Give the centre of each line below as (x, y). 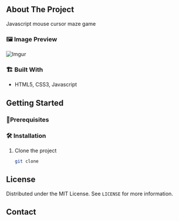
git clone (27, 161)
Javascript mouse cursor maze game (51, 23)
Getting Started (35, 103)
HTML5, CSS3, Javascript (46, 85)
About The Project (40, 10)
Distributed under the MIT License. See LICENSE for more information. (89, 194)
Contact (21, 212)
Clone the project (36, 151)
